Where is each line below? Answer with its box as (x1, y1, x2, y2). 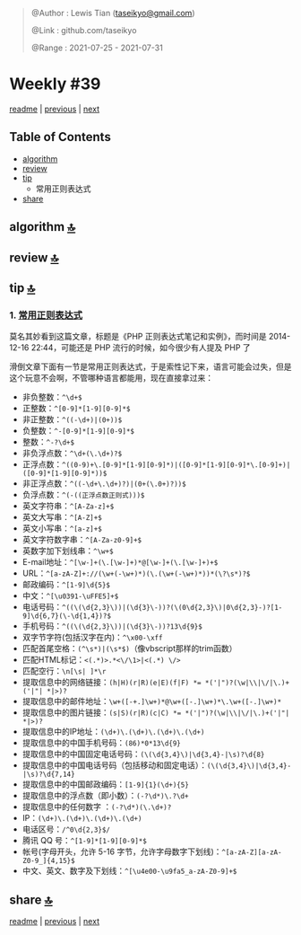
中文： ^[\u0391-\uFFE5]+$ (21, 590, 119, 601)
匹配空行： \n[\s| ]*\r (21, 666, 107, 676)
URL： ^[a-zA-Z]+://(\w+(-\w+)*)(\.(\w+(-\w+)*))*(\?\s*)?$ (21, 568, 251, 578)
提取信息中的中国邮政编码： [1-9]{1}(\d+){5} (21, 779, 190, 789)
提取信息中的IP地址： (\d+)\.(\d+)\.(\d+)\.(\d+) (21, 727, 205, 737)
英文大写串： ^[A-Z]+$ (21, 512, 103, 523)
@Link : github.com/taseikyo (30, 25, 137, 35)
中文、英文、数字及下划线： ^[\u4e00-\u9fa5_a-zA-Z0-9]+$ (21, 866, 237, 877)
